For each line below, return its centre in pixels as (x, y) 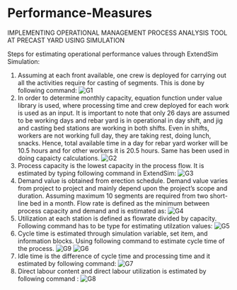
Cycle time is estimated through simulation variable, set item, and (112, 233)
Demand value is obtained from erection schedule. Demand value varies (123, 180)
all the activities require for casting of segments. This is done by (111, 82)
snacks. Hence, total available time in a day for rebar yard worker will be (123, 143)
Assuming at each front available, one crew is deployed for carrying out (122, 75)
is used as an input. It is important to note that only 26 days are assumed (123, 113)
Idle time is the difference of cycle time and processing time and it (114, 256)
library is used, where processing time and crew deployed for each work (123, 105)
